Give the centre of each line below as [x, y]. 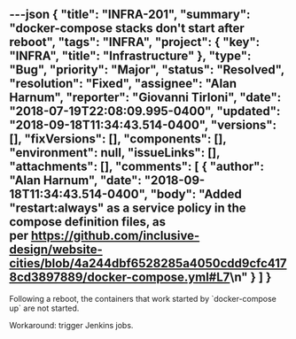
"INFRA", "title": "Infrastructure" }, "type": [130, 56]
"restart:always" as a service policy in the [128, 208]
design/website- [56, 250]
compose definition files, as [88, 222]
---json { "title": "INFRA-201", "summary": [130, 15]
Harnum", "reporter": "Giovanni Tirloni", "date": [145, 98]
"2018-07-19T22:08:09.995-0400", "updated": [145, 111]
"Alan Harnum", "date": [75, 181]
